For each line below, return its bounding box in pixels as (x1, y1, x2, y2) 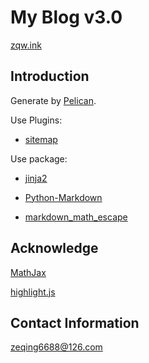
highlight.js (10, 286, 56, 298)
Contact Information (10, 314, 140, 331)
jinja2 (24, 172, 48, 184)
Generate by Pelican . (10, 94, 97, 106)
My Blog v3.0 (10, 6, 123, 29)
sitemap (24, 133, 58, 145)
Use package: (10, 152, 68, 165)
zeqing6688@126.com (10, 341, 103, 353)
